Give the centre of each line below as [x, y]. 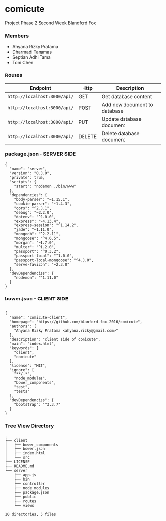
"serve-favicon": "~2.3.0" [42, 264]
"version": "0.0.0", [31, 173]
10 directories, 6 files [31, 514]
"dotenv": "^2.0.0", [35, 217]
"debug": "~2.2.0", [34, 212]
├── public [25, 497]
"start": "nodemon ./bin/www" [45, 186]
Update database [122, 119]
